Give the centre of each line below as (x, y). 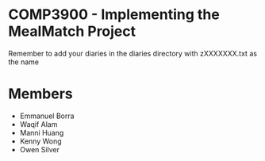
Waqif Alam (38, 124)
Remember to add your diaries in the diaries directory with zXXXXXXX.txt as (133, 53)
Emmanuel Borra (47, 116)
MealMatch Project (72, 31)
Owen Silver (39, 149)
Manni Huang (42, 132)
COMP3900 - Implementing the (114, 15)
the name (24, 62)
